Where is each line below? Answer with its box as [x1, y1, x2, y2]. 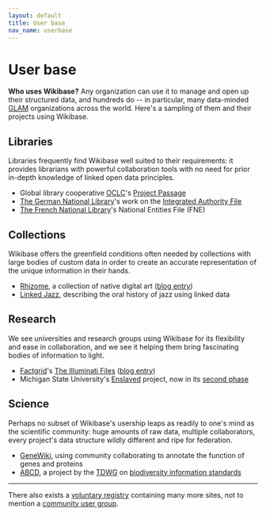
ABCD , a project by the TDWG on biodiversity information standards [19, 467, 241, 476]
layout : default [8, 11, 62, 20]
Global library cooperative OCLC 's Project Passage [19, 188, 186, 198]
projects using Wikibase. [8, 112, 89, 121]
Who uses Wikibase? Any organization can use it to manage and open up [8, 86, 249, 96]
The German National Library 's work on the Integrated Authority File [19, 197, 242, 206]
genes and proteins [19, 459, 83, 468]
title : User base [8, 19, 66, 27]
